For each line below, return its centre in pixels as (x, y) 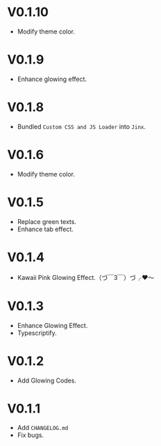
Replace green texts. (46, 221)
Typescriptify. (37, 333)
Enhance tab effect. (45, 229)
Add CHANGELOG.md (43, 428)
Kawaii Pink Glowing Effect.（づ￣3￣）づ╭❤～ (86, 277)
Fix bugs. (30, 435)
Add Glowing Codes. (46, 380)
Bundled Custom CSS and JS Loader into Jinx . (82, 126)
